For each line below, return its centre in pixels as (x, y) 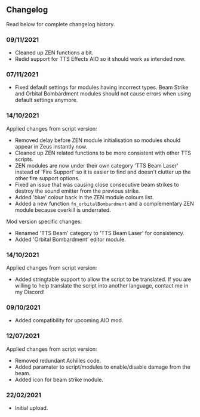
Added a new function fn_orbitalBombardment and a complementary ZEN (104, 203)
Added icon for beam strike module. (59, 379)
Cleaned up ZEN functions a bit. (54, 52)
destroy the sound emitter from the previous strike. (77, 191)
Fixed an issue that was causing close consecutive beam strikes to (97, 184)
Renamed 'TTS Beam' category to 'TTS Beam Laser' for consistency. (99, 233)
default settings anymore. (46, 100)
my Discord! (30, 292)
